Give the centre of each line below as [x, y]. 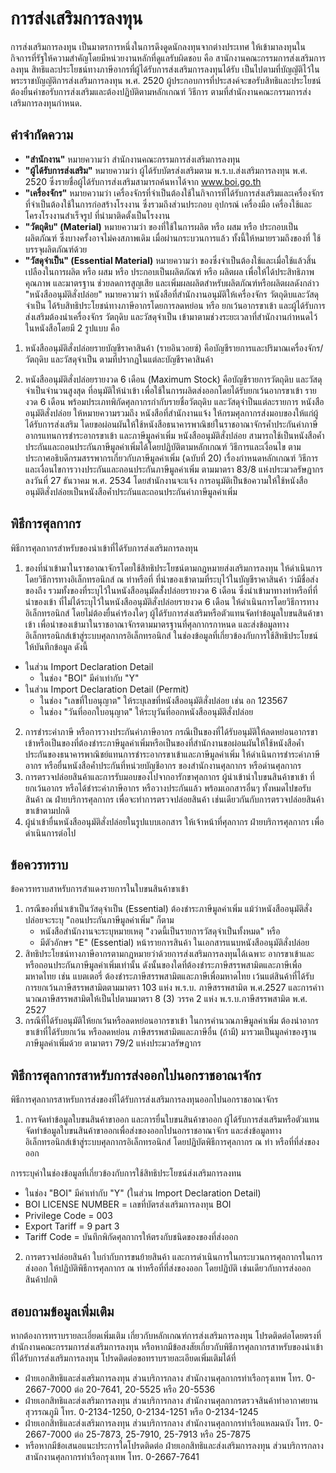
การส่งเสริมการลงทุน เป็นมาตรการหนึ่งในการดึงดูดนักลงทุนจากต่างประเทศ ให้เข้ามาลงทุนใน [158, 46]
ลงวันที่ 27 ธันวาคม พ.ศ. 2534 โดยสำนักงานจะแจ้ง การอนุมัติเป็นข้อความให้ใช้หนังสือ [166, 480]
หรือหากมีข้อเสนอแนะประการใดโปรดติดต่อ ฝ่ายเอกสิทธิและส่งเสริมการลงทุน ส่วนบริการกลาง [174, 1445]
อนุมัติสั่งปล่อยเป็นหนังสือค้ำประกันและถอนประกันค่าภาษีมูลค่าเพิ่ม [131, 491]
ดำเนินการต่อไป [50, 833]
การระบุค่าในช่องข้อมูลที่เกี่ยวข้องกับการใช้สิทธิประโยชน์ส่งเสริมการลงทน [126, 1173]
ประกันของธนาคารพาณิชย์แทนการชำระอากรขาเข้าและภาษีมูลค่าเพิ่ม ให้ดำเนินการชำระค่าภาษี [172, 754]
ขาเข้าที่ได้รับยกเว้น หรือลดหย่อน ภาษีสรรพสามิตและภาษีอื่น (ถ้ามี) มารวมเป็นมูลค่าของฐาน [170, 1032]
